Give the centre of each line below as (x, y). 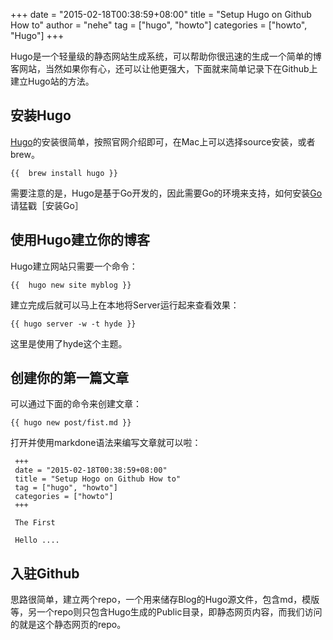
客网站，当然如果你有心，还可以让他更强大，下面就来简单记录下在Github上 (164, 68)
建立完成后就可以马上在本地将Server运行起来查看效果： (125, 305)
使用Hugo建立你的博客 (80, 240)
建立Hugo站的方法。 (52, 81)
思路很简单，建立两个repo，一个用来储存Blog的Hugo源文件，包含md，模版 (165, 600)
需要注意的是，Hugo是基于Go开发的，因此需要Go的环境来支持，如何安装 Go (166, 193)
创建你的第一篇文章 (69, 378)
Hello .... (37, 540)
